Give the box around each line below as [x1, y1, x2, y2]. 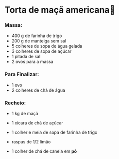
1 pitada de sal [11, 54, 41, 60]
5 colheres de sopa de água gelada [11, 43, 83, 49]
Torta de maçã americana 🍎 [4, 4, 115, 16]
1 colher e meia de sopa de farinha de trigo [11, 129, 98, 136]
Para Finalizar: [4, 71, 39, 78]
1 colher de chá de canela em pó [11, 148, 77, 154]
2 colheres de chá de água [11, 87, 66, 93]
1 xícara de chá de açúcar [11, 120, 64, 126]
